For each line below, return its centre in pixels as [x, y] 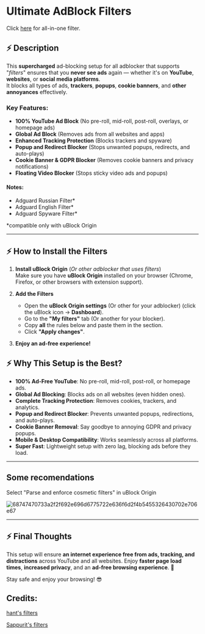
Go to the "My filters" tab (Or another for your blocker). [95, 319]
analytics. [27, 407]
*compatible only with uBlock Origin [52, 226]
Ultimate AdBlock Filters [69, 11]
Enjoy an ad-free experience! [53, 344]
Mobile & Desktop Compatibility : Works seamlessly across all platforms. [106, 440]
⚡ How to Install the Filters [57, 251]
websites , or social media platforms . [53, 79]
